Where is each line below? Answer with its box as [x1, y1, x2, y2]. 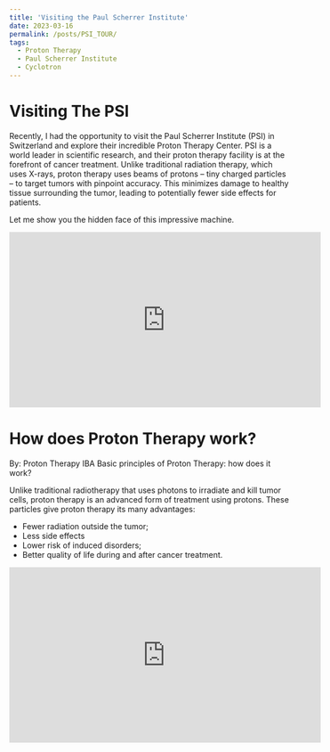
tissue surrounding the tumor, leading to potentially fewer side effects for [9, 187, 277, 198]
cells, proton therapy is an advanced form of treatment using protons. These [9, 494, 289, 504]
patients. [9, 197, 42, 208]
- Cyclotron [17, 63, 62, 72]
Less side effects [21, 530, 85, 541]
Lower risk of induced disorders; [21, 540, 142, 551]
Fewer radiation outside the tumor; [21, 520, 149, 531]
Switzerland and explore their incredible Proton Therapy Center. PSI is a [9, 140, 272, 151]
